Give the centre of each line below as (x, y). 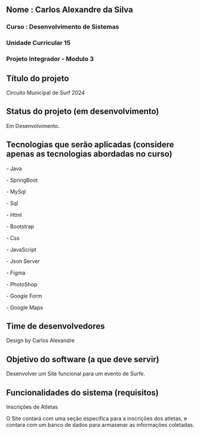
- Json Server (23, 261)
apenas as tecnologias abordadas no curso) (89, 154)
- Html (14, 215)
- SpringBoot (22, 180)
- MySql (16, 191)
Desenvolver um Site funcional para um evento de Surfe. (76, 374)
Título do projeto (38, 78)
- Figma (16, 273)
